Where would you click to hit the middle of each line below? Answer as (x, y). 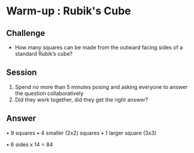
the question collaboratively (49, 93)
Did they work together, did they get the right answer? (81, 99)
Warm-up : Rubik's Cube (69, 11)
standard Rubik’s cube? (44, 54)
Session (22, 73)
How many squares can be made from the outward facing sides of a (99, 47)
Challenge (26, 33)
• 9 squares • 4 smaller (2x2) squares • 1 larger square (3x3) (81, 133)
